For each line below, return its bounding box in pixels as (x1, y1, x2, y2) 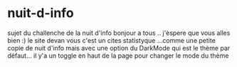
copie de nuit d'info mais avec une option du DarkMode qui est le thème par (7, 43, 231, 52)
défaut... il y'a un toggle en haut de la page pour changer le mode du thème (7, 51, 229, 60)
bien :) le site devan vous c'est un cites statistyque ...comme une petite (7, 36, 216, 44)
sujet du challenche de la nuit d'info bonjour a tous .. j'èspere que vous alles (7, 29, 231, 37)
